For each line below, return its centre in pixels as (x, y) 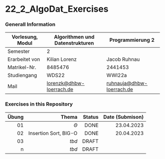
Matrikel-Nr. (22, 67)
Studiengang (22, 76)
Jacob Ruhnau (123, 59)
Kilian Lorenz (62, 59)
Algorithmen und (74, 37)
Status (91, 117)
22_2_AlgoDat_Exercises (57, 9)
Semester (19, 52)
